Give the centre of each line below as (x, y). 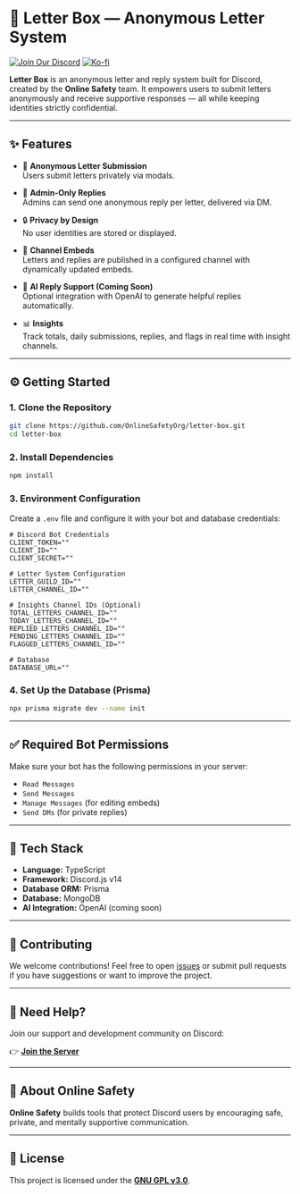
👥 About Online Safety (72, 1091)
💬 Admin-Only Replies (64, 192)
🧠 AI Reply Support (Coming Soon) (87, 286)
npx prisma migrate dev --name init (77, 708)
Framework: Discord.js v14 (72, 879)
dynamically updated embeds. (78, 269)
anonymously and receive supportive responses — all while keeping (134, 98)
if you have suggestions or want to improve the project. (111, 975)
